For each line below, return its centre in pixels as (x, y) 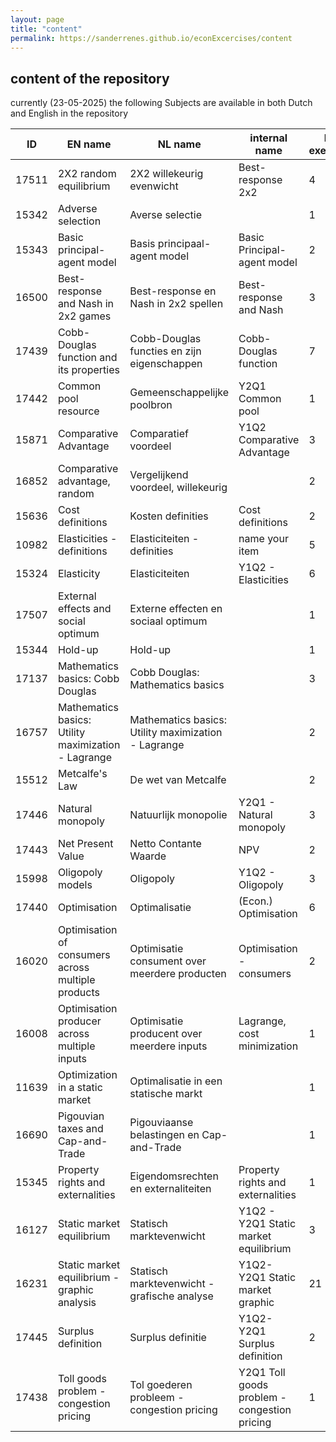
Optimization (87, 1075)
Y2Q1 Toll (262, 1373)
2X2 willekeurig (166, 174)
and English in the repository (69, 113)
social (71, 621)
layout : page (37, 19)
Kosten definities (169, 516)
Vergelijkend (159, 475)
